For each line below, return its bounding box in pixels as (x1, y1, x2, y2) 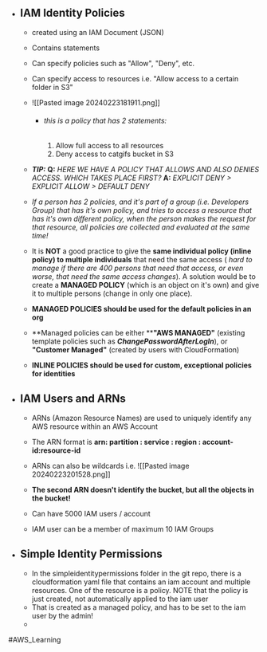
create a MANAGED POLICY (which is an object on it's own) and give (31, 281, 260, 290)
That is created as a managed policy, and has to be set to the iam (31, 602, 246, 612)
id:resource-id (31, 446, 81, 455)
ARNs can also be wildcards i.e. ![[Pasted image (31, 461, 190, 470)
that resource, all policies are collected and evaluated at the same (31, 222, 250, 232)
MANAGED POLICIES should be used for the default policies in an (31, 304, 252, 314)
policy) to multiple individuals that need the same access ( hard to (31, 255, 253, 265)
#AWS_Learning (8, 634, 61, 644)
